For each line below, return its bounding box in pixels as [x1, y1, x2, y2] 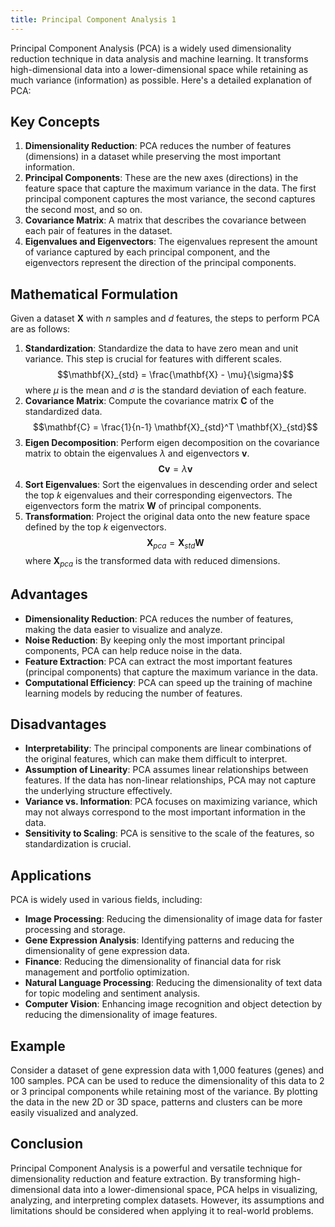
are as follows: [10, 323, 71, 335]
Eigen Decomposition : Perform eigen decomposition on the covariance [24, 437, 320, 449]
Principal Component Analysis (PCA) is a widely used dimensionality [10, 42, 292, 54]
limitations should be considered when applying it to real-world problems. [10, 1204, 314, 1216]
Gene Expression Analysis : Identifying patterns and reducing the [24, 934, 295, 946]
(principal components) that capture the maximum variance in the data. [24, 666, 318, 678]
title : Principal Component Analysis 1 [10, 14, 177, 25]
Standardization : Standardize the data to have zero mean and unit [24, 342, 299, 355]
